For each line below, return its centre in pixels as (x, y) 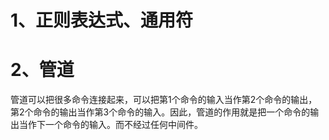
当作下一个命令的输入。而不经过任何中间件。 (110, 125)
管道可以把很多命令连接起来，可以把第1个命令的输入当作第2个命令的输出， (164, 100)
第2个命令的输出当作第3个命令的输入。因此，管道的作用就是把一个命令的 (160, 112)
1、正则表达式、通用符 (102, 20)
